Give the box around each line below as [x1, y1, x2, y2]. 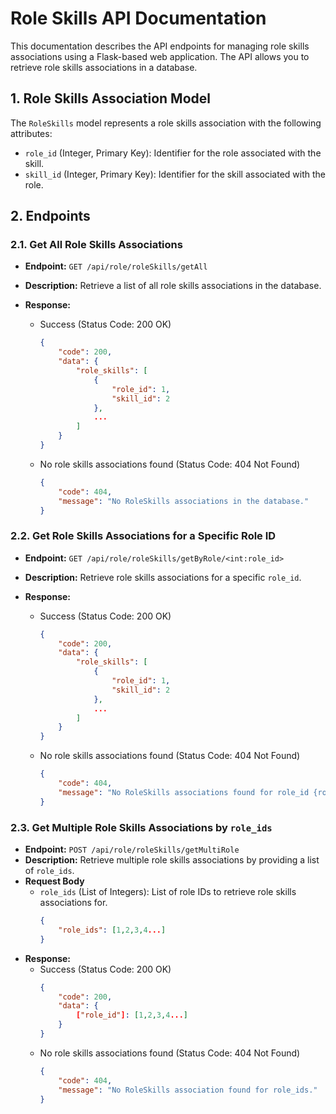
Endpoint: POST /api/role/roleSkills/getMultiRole [24, 843, 240, 856]
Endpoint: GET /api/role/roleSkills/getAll [24, 260, 208, 272]
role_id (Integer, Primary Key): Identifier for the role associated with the [24, 147, 322, 159]
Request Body [24, 875, 85, 887]
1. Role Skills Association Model [10, 90, 211, 107]
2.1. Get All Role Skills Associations [10, 238, 183, 252]
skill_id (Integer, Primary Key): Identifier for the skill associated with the [24, 168, 326, 180]
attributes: [10, 127, 53, 139]
